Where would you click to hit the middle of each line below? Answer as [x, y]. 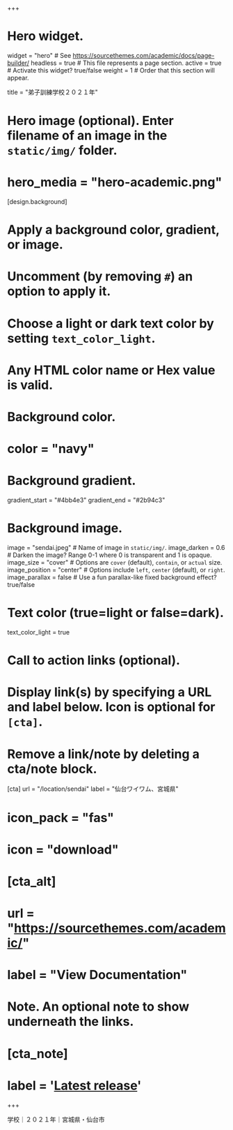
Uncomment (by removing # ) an [100, 277]
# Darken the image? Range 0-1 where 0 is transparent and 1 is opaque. [110, 555]
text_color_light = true [39, 632]
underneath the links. [71, 1021]
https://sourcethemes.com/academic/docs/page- [144, 55]
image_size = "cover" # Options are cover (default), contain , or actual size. [115, 563]
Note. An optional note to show [98, 1007]
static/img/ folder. [62, 150]
